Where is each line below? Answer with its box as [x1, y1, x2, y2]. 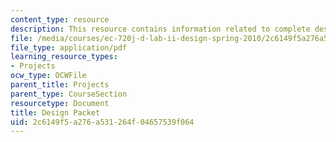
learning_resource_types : [10, 52, 118, 62]
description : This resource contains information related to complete [10, 24, 311, 34]
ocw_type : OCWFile [10, 71, 87, 81]
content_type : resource [10, 14, 110, 25]
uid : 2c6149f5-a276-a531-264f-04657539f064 [10, 117, 195, 127]
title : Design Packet [10, 107, 101, 118]
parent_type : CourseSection [10, 89, 128, 99]
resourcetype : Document [10, 98, 110, 108]
